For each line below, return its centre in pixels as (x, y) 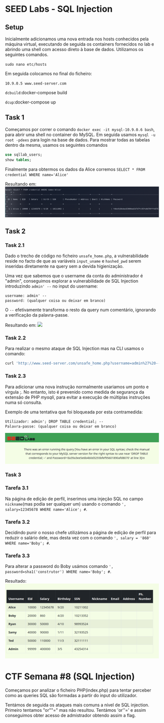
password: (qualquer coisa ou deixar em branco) (55, 301)
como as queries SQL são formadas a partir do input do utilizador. (71, 695)
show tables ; (18, 160)
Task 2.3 (15, 376)
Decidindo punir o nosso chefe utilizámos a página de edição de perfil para (81, 533)
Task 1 (15, 118)
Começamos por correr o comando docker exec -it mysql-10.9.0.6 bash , (80, 129)
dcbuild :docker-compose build (36, 93)
